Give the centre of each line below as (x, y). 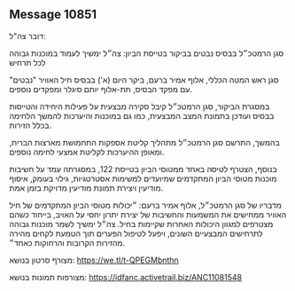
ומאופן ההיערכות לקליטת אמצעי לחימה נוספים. (87, 152)
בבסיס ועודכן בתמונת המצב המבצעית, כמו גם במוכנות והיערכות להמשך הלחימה (142, 115)
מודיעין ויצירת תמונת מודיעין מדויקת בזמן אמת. (86, 188)
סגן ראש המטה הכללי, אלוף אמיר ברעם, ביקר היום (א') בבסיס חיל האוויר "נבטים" (144, 80)
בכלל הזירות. (30, 125)
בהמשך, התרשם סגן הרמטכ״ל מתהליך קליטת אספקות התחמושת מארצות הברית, (145, 142)
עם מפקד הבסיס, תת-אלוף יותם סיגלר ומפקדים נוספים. (101, 89)
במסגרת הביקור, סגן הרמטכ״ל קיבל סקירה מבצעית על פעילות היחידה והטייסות (140, 106)
